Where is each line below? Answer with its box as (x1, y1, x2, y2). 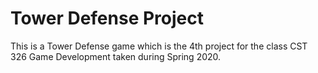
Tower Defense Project (10, 7, 204, 30)
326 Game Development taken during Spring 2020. (10, 50, 222, 62)
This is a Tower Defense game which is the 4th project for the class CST (10, 40, 308, 52)
